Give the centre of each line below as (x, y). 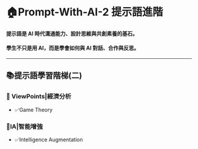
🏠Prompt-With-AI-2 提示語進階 (85, 12)
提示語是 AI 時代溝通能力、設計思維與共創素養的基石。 (72, 34)
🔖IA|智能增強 (24, 126)
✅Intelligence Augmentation (49, 140)
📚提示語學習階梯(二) (44, 76)
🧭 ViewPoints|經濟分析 (39, 97)
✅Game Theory (34, 110)
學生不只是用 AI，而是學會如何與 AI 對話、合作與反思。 (73, 48)
